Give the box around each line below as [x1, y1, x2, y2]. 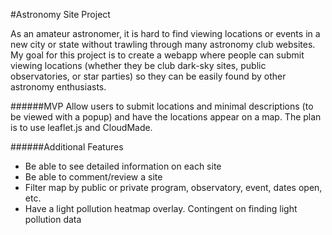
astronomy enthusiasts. [10, 81, 107, 93]
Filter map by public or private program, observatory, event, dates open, [24, 182, 323, 193]
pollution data [24, 214, 82, 225]
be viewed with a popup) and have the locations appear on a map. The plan [10, 111, 322, 123]
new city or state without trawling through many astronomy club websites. [10, 39, 316, 50]
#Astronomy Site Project [10, 9, 111, 20]
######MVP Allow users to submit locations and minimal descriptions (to [10, 100, 314, 112]
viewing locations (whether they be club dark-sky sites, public [10, 60, 267, 71]
